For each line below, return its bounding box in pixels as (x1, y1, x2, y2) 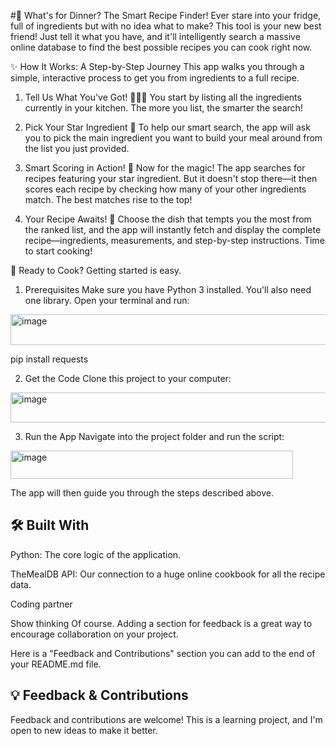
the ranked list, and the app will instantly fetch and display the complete (24, 224, 322, 235)
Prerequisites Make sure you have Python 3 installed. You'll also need (24, 284, 312, 295)
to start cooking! (24, 245, 93, 257)
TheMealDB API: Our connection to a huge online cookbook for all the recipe (10, 568, 326, 580)
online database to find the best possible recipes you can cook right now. (10, 41, 313, 53)
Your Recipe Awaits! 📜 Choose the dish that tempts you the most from (24, 213, 312, 225)
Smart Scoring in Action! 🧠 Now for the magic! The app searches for (24, 162, 306, 174)
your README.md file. (10, 658, 102, 670)
